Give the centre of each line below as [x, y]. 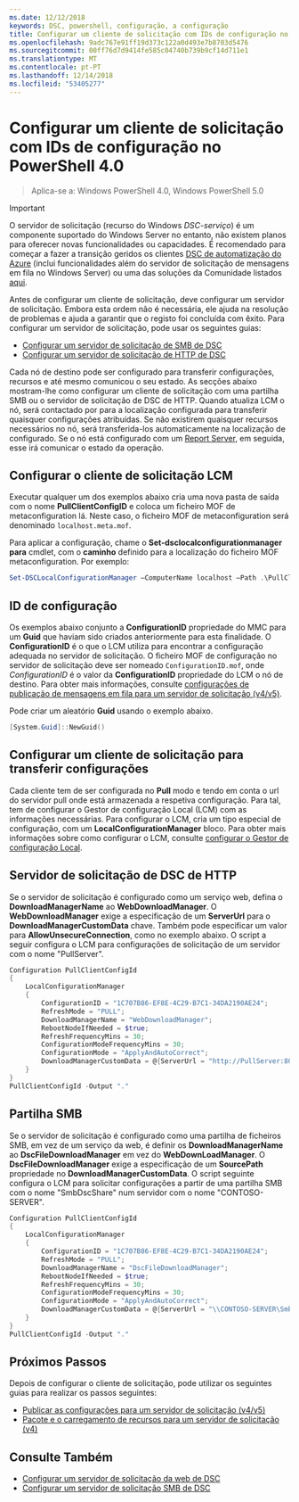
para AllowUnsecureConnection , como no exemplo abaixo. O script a [138, 935]
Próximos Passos [58, 1362]
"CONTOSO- [240, 1193]
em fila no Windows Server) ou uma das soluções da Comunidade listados [145, 272]
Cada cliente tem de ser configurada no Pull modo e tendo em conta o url [144, 790]
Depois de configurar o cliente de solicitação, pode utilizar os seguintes [141, 1383]
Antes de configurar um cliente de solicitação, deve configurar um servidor [147, 299]
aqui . [19, 282]
